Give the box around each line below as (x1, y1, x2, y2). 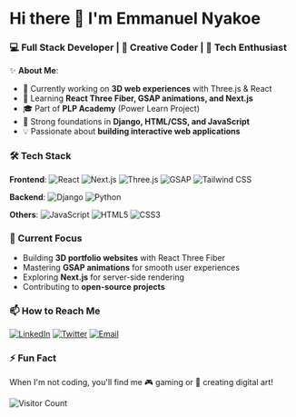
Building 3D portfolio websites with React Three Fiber (22, 253, 225, 263)
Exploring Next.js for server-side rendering (22, 272, 184, 283)
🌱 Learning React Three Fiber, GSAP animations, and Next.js (22, 93, 254, 104)
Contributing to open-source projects (22, 282, 165, 293)
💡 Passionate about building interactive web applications (22, 126, 241, 137)
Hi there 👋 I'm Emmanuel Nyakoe (9, 8, 261, 29)
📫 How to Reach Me (9, 304, 101, 317)
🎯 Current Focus (9, 232, 83, 244)
